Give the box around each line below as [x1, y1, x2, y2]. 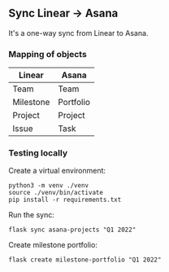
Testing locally [8, 147, 68, 159]
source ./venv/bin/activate [8, 189, 104, 197]
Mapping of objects [8, 48, 87, 59]
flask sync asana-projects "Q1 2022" [8, 226, 136, 235]
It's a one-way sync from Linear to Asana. [8, 28, 149, 37]
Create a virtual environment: [8, 166, 106, 176]
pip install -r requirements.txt [8, 195, 122, 204]
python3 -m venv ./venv [8, 182, 89, 190]
